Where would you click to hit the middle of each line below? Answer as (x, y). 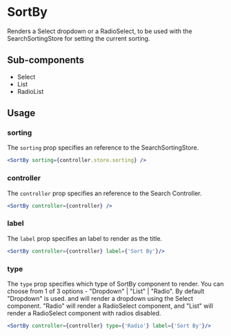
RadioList (30, 91)
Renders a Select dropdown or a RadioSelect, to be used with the (100, 31)
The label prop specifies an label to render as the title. (85, 238)
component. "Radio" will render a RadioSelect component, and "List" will (110, 306)
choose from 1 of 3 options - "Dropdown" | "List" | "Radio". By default (106, 291)
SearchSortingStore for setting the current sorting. (79, 38)
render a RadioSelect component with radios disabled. (84, 313)
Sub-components (46, 60)
